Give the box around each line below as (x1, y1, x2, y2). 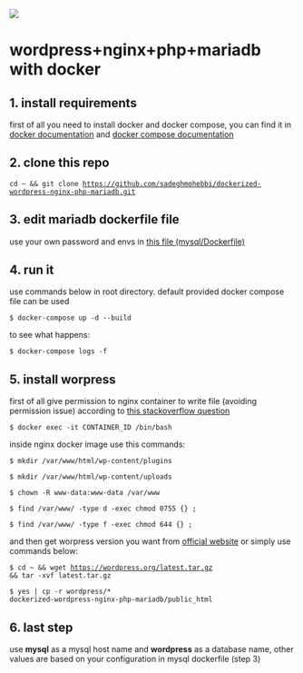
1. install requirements (9, 95, 138, 111)
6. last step (9, 619, 73, 635)
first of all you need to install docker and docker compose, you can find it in (9, 119, 292, 130)
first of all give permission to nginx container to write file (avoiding (9, 396, 257, 407)
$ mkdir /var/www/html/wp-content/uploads (9, 472, 172, 481)
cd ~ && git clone (9, 179, 79, 188)
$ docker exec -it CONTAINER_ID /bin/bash (9, 423, 172, 432)
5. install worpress (9, 371, 116, 387)
